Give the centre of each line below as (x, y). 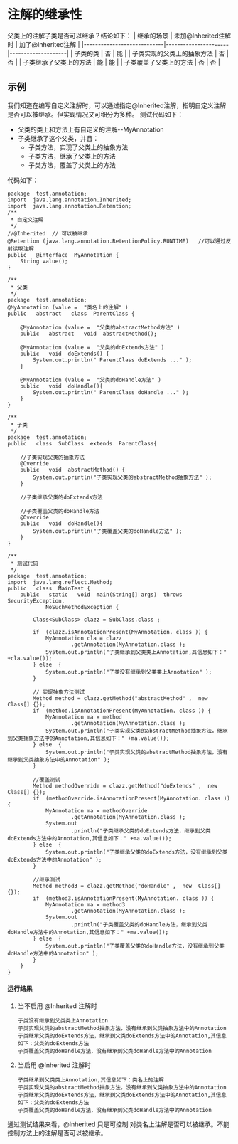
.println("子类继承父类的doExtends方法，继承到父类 (141, 831)
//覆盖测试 (47, 780)
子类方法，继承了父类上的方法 (72, 156)
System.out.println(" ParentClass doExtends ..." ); (113, 360)
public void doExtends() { (65, 354)
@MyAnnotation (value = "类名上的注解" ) (68, 307)
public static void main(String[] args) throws (101, 595)
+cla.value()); (30, 658)
